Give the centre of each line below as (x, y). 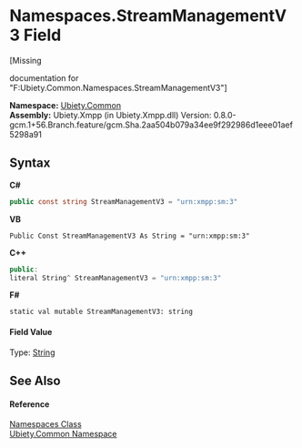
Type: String (32, 352)
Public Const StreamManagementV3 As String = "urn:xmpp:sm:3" (130, 236)
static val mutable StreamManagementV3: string (101, 312)
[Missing (26, 60)
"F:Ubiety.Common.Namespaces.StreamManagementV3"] (118, 87)
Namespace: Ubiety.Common (65, 105)
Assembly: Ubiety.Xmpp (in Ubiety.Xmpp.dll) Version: (111, 115)
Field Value (31, 331)
